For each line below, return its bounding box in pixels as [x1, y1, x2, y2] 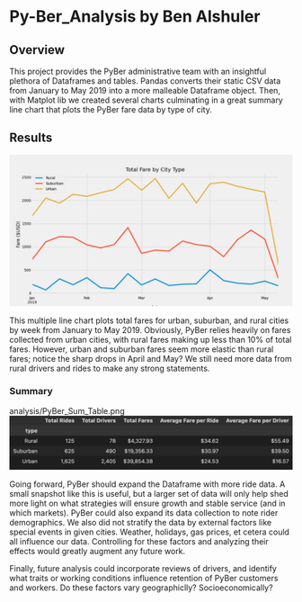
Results [9, 130, 53, 146]
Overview [9, 42, 66, 58]
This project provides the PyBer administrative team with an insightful [9, 66, 267, 76]
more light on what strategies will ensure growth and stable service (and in [9, 498, 286, 509]
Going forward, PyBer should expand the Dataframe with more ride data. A [9, 479, 286, 490]
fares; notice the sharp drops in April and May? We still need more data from [9, 353, 292, 364]
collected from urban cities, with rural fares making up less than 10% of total [9, 334, 292, 345]
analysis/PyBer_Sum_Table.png [9, 405, 125, 416]
